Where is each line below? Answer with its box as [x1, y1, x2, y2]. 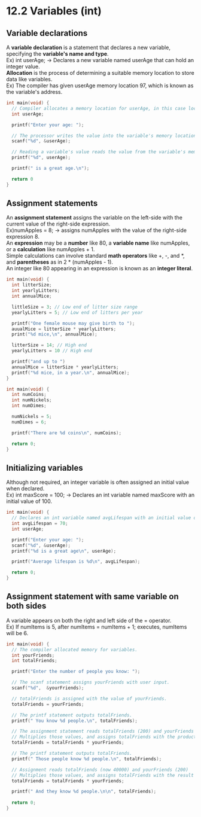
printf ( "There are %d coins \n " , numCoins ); [11, 429, 121, 436]
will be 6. [6, 629, 29, 636]
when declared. [6, 485, 45, 492]
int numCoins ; [11, 392, 47, 398]
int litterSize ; [11, 282, 52, 288]
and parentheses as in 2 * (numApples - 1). [6, 258, 114, 266]
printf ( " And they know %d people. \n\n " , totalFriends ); [11, 788, 157, 795]
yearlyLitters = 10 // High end [11, 348, 93, 354]
